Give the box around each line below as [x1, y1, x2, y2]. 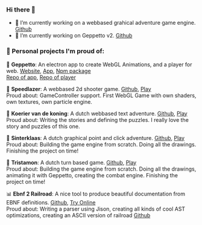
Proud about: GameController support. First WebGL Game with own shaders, [6, 92, 197, 99]
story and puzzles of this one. [6, 122, 80, 130]
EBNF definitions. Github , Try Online [6, 198, 96, 206]
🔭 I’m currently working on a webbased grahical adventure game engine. [14, 19, 196, 27]
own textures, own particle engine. [6, 98, 92, 105]
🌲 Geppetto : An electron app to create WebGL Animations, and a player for [6, 60, 192, 68]
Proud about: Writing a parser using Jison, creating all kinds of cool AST [6, 205, 186, 212]
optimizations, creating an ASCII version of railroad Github [6, 211, 151, 219]
